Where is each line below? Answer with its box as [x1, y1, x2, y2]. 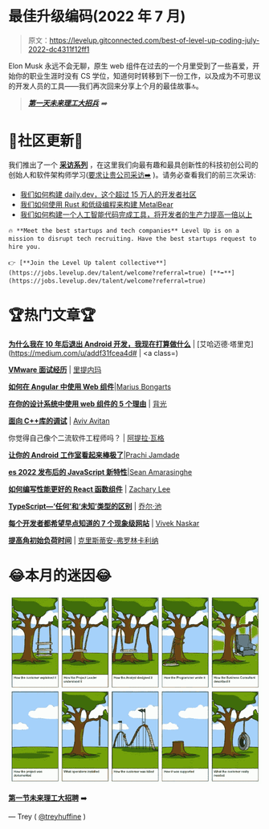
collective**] [120, 259, 167, 267]
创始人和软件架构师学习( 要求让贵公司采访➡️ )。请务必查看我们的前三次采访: [8, 169, 256, 179]
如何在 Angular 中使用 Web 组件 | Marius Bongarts [8, 382, 171, 391]
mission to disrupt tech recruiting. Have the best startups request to [8, 235, 257, 243]
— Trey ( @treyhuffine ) [8, 811, 87, 821]
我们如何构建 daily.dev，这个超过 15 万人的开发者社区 [19, 190, 197, 199]
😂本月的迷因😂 [8, 567, 112, 585]
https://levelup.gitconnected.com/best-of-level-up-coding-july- [49, 35, 260, 45]
